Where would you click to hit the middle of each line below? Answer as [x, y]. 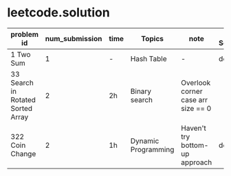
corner [192, 91]
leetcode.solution [58, 13]
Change [23, 153]
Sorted [22, 108]
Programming [152, 149]
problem [25, 34]
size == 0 [196, 108]
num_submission [74, 38]
